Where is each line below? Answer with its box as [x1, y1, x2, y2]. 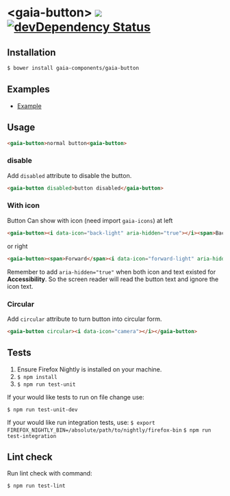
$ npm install [16, 374, 57, 380]
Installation [7, 47, 56, 58]
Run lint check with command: [7, 469, 92, 478]
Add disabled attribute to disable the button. [7, 171, 132, 179]
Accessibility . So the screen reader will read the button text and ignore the [7, 275, 219, 283]
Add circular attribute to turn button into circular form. [7, 315, 162, 323]
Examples [7, 83, 50, 95]
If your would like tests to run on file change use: [7, 393, 145, 401]
